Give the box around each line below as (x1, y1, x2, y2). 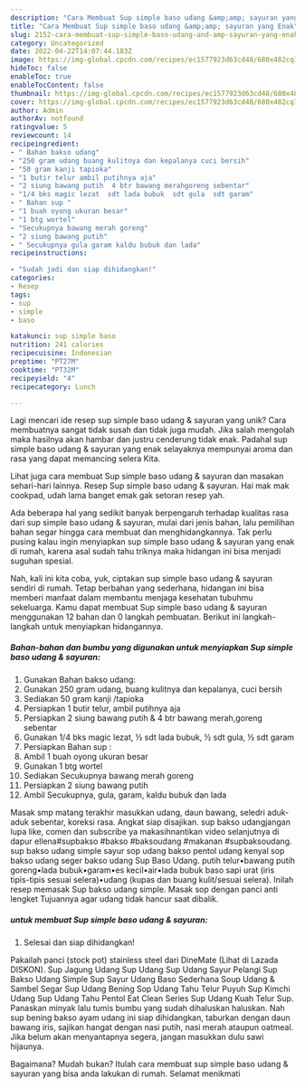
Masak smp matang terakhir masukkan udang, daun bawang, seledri (10, 807, 266, 818)
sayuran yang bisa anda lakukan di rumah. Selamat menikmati (10, 1068, 241, 1079)
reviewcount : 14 (10, 131, 71, 140)
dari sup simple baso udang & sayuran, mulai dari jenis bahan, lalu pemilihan (10, 517, 295, 528)
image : (10, 55, 35, 64)
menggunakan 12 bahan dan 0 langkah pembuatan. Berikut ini (10, 611, 241, 622)
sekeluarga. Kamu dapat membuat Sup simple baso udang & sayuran (10, 602, 268, 613)
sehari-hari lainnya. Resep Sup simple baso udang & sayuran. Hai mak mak (10, 480, 290, 491)
